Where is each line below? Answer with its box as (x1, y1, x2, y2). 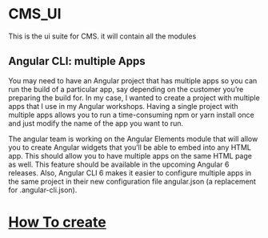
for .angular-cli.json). (8, 185, 78, 195)
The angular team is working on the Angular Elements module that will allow (8, 134, 258, 143)
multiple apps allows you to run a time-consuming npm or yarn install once (8, 110, 254, 119)
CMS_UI (8, 5, 62, 23)
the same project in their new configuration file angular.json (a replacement (8, 176, 256, 186)
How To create (8, 213, 106, 231)
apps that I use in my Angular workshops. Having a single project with (8, 101, 238, 111)
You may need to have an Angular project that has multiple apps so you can (8, 75, 258, 85)
